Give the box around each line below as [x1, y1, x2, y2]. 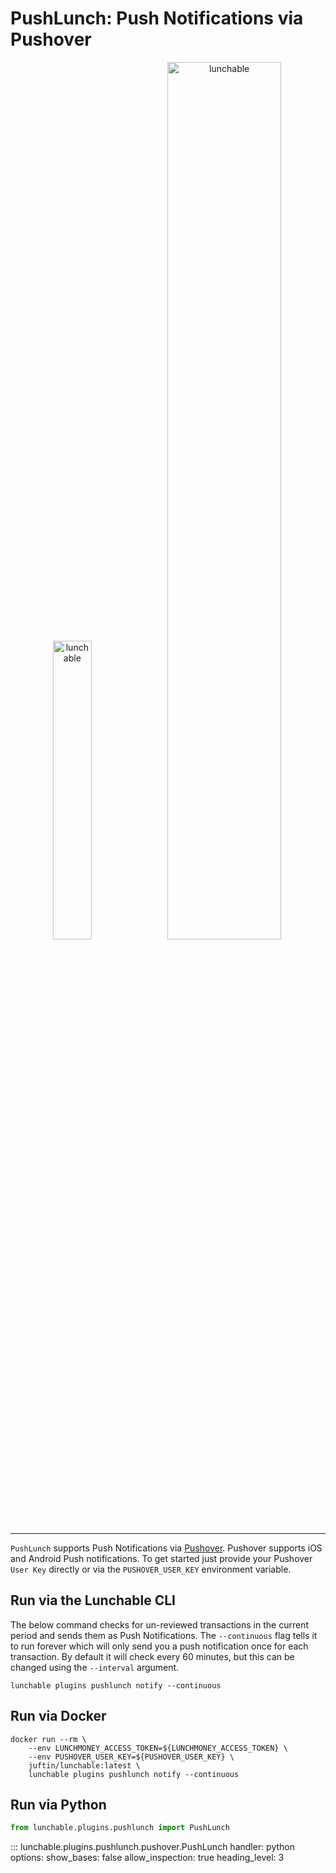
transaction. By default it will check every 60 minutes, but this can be [10, 1650, 295, 1662]
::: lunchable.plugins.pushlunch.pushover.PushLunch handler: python [10, 1841, 296, 1853]
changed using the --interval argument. [10, 1661, 180, 1673]
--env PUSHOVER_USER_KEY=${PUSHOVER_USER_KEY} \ [28, 1752, 235, 1762]
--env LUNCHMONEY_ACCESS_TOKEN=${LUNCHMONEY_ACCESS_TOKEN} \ [28, 1743, 288, 1753]
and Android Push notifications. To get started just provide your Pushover [10, 1552, 313, 1564]
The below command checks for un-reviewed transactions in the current [10, 1618, 309, 1631]
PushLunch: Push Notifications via [10, 7, 304, 30]
